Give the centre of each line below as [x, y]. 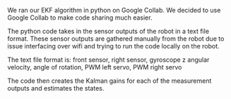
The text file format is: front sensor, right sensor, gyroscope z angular [108, 60]
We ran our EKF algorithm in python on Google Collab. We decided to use [114, 10]
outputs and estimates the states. [56, 88]
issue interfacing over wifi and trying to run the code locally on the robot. [114, 46]
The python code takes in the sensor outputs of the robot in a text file [108, 31]
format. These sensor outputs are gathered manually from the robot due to [116, 39]
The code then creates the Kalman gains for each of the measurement [109, 81]
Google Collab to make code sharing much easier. [80, 18]
